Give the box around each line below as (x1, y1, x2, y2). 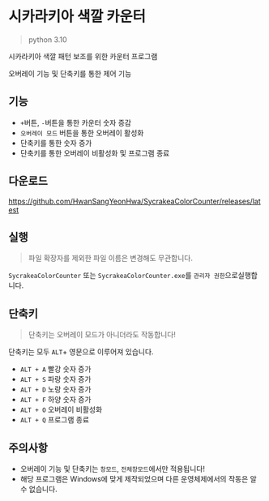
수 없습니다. (19, 484, 58, 494)
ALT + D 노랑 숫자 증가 (19, 384, 92, 394)
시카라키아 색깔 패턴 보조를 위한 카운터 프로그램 (8, 51, 158, 61)
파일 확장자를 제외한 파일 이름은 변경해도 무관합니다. (28, 253, 193, 263)
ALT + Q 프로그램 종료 (19, 415, 90, 425)
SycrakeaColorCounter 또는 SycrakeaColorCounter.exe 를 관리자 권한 (8, 271, 225, 280)
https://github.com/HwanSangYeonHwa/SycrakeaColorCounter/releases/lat (8, 196, 261, 206)
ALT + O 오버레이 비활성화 (19, 405, 103, 414)
